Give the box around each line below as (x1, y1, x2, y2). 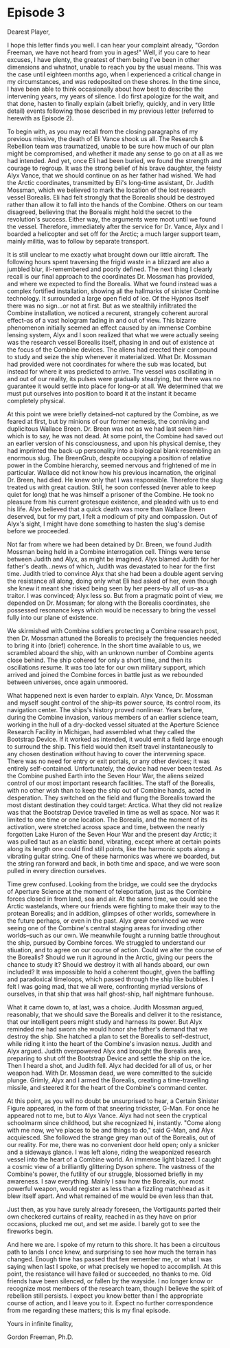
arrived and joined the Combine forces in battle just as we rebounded (7, 670, 203, 678)
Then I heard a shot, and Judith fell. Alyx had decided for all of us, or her (7, 1061, 213, 1069)
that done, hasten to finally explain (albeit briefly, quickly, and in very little (7, 99, 215, 107)
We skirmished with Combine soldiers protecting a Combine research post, (7, 626, 220, 634)
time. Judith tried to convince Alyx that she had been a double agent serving (7, 569, 224, 577)
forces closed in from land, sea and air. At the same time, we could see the (7, 895, 218, 903)
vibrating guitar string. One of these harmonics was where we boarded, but (7, 852, 220, 860)
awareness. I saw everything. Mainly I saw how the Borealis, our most (7, 1177, 205, 1185)
